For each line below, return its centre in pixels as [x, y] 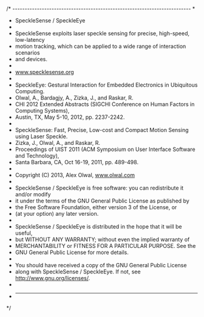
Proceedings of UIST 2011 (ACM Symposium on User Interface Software [105, 149]
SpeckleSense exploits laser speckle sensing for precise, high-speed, [102, 33]
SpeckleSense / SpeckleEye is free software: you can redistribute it [99, 188]
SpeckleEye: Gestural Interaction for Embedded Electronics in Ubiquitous [106, 85]
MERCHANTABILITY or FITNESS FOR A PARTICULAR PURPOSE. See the [105, 246]
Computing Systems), [42, 111]
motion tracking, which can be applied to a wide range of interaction [100, 46]
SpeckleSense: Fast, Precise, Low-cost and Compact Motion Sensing [102, 130]
